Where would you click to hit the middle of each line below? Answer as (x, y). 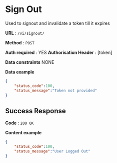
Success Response (35, 111)
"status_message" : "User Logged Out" (52, 151)
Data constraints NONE (30, 62)
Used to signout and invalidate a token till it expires (57, 23)
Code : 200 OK (19, 123)
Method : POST (20, 43)
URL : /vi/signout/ (25, 33)
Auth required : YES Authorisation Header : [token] (59, 52)
